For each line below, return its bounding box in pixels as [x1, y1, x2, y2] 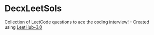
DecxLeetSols [4, 3, 62, 14]
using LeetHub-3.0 [4, 24, 42, 30]
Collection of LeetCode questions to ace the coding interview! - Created [4, 19, 150, 25]
